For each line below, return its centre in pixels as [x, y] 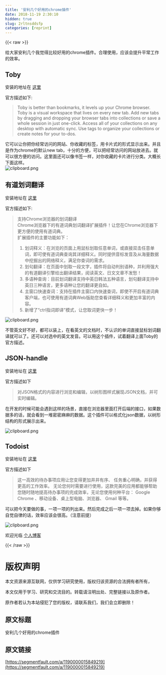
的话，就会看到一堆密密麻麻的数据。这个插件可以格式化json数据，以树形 [87, 415]
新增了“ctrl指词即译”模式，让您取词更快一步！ [71, 310]
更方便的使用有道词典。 [41, 231]
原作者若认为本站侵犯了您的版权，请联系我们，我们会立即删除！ [70, 603]
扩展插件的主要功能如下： [43, 237]
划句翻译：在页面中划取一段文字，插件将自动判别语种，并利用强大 [92, 266]
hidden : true [19, 19]
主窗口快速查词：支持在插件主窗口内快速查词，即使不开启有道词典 [92, 291]
